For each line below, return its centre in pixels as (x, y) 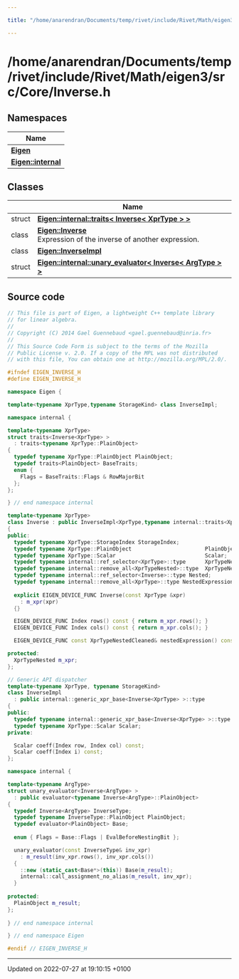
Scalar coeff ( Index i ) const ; (58, 752)
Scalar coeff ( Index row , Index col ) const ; (79, 745)
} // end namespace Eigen (46, 936)
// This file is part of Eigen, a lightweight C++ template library (111, 313)
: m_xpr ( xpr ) (39, 602)
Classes (26, 187)
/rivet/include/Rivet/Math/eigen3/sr (116, 77)
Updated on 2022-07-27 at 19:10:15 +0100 (69, 969)
